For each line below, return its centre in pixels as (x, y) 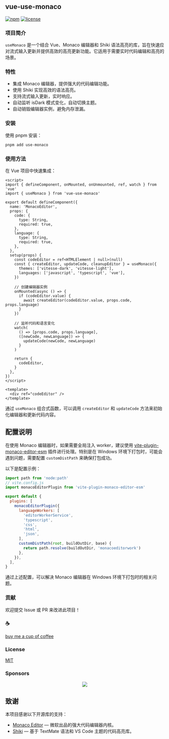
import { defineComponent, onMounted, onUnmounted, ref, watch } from (81, 185)
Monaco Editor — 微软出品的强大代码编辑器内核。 (64, 725)
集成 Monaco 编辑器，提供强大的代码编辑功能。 (62, 84)
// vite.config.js (24, 483)
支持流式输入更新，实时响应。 (43, 96)
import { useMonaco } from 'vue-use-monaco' (53, 193)
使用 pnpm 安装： (23, 135)
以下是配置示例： (23, 468)
